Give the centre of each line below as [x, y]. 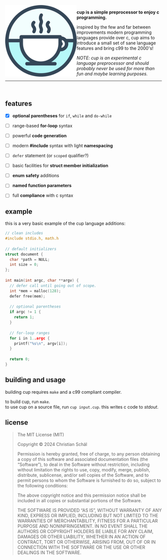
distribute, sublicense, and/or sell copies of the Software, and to [83, 475]
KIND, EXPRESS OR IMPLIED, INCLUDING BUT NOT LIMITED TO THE [88, 515]
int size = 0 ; [24, 265]
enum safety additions [36, 176]
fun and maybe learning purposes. [112, 74]
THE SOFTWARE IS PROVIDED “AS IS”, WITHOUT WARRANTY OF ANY [89, 510]
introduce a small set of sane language [116, 43]
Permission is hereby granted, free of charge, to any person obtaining [89, 454]
